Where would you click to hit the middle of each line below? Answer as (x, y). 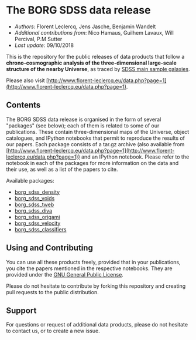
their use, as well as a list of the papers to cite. (62, 169)
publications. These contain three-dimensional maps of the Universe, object (98, 132)
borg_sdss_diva (33, 211)
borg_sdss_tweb (34, 204)
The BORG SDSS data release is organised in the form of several (84, 119)
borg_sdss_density (37, 192)
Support (21, 310)
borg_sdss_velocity (37, 223)
